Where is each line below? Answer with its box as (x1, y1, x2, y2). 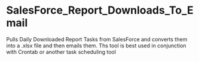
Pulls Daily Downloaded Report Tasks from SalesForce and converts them (6, 36, 188, 43)
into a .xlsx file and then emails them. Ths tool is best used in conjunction (6, 42, 186, 49)
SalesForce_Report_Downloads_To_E (6, 4, 194, 17)
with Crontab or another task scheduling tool (6, 48, 117, 55)
